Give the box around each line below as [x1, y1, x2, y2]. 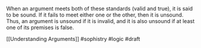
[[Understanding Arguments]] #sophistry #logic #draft [6, 36, 140, 42]
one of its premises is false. [6, 24, 74, 31]
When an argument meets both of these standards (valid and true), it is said [6, 5, 193, 12]
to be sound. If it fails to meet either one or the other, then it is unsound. [6, 11, 184, 18]
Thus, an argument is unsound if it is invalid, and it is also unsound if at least [6, 18, 195, 24]
